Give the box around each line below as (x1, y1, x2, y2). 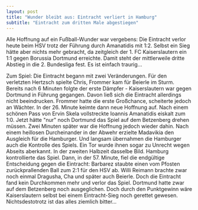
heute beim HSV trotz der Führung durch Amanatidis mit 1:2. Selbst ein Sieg (6, 42, 190, 49)
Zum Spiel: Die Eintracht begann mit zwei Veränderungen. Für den (6, 72, 167, 80)
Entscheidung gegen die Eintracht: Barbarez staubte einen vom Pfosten (6, 160, 180, 167)
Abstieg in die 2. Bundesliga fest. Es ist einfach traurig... (6, 61, 142, 68)
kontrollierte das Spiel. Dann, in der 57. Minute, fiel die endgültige (6, 154, 165, 161)
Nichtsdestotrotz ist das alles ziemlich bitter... (6, 198, 117, 205)
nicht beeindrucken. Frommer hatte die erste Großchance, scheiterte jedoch (6, 98, 191, 105)
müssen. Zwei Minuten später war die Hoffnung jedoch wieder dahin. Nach (6, 122, 189, 130)
